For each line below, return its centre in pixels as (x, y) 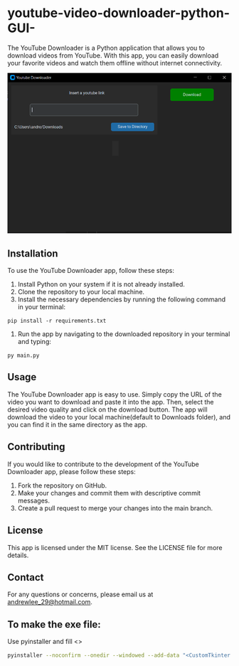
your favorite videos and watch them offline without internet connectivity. (115, 63)
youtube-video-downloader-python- (118, 13)
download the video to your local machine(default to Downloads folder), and (119, 417)
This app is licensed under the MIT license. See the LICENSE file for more (115, 547)
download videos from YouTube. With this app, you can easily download (113, 55)
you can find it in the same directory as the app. (78, 424)
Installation (33, 253)
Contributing (36, 447)
